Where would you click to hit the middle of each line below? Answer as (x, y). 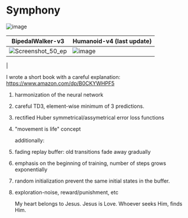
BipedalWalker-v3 (38, 41)
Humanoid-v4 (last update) (112, 41)
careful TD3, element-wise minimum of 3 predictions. (79, 106)
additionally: (29, 140)
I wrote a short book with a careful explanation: (63, 77)
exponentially (31, 169)
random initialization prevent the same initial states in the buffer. (92, 181)
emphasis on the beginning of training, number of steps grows (90, 163)
